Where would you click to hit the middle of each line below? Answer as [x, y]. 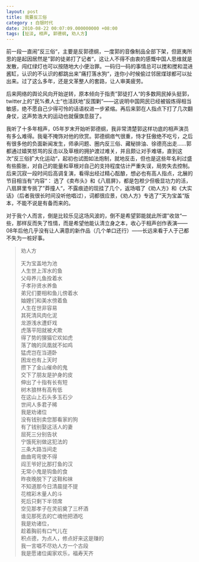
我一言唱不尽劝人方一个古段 [54, 546]
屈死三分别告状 [39, 434]
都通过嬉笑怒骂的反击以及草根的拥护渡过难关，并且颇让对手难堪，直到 [92, 151]
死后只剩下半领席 [41, 501]
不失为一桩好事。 [27, 238]
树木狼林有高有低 [41, 390]
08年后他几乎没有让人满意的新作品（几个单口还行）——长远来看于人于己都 [98, 231]
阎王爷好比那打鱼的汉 [46, 464]
